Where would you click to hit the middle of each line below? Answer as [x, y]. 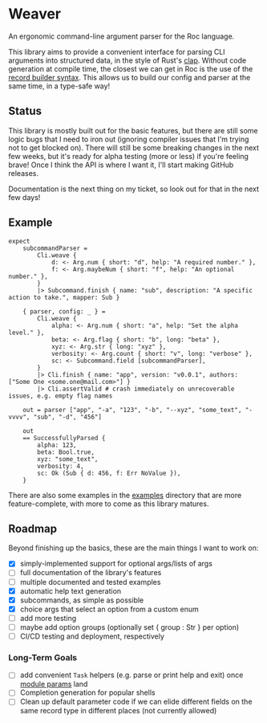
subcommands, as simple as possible [82, 600]
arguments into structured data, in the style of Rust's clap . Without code [127, 60]
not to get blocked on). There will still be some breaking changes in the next [133, 147]
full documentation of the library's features [91, 573]
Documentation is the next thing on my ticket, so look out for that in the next [133, 189]
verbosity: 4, [61, 466]
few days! [24, 197]
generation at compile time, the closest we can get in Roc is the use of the [131, 68]
